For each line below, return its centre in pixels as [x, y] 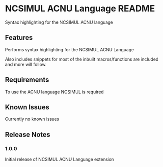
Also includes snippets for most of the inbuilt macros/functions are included [82, 59]
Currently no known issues [32, 119]
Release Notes [28, 134]
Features [19, 38]
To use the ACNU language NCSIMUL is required [54, 92]
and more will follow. [26, 64]
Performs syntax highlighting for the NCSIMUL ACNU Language [69, 49]
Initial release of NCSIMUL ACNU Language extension [60, 159]
